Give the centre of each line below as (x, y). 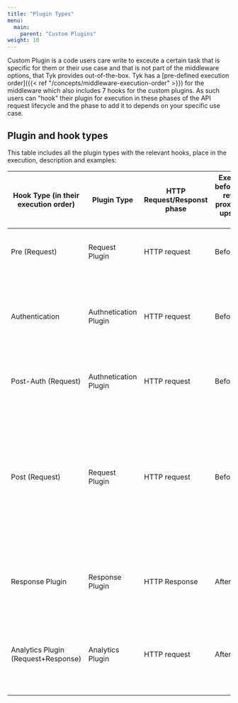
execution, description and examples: (62, 160)
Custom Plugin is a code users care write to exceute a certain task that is (114, 60)
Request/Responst (176, 199)
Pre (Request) (34, 251)
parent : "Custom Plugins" (58, 34)
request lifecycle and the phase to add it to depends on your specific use (114, 106)
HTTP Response (171, 581)
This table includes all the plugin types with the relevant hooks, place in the (117, 153)
